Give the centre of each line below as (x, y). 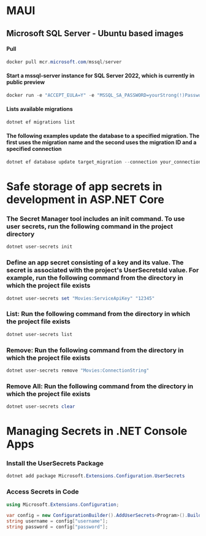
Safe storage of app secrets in (84, 187)
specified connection (34, 149)
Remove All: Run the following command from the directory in (100, 386)
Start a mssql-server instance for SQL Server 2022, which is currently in (101, 76)
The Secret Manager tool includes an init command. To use (96, 219)
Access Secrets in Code (43, 492)
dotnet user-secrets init (39, 247)
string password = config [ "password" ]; (57, 527)
